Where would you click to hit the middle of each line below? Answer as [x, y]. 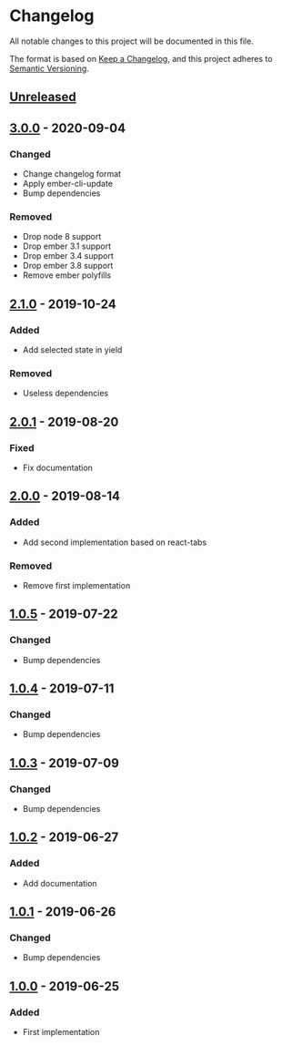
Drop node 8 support [62, 237]
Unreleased [43, 97]
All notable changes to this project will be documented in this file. [132, 41]
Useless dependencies [65, 394]
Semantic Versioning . [49, 68]
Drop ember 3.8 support [68, 266]
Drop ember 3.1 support [67, 246]
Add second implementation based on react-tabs [115, 542]
